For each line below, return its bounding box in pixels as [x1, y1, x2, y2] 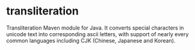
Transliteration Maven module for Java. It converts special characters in [6, 24, 184, 31]
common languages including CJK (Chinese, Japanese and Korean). [6, 37, 176, 44]
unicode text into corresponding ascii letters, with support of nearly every [6, 30, 189, 37]
